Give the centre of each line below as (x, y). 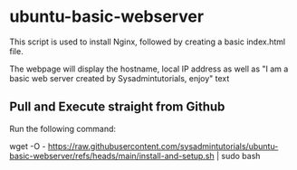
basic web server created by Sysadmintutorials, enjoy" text (120, 78)
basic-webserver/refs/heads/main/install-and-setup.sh (112, 156)
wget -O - (28, 146)
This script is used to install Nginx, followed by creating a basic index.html (148, 42)
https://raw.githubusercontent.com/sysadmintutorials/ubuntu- (163, 146)
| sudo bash (238, 156)
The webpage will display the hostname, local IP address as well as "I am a (149, 69)
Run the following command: (62, 128)
